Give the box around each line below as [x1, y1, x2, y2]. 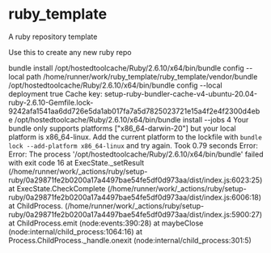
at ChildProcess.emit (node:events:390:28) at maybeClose [8, 218, 204, 228]
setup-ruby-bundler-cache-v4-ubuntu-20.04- [104, 88, 258, 98]
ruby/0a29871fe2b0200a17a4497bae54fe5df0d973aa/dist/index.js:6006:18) [8, 192, 261, 202]
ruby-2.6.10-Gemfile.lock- [8, 97, 94, 107]
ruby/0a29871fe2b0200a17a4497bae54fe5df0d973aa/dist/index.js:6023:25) [8, 175, 263, 185]
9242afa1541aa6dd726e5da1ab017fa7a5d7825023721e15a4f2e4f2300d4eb [8, 106, 260, 116]
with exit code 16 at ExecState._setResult [8, 157, 145, 167]
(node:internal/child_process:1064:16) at [8, 226, 143, 236]
